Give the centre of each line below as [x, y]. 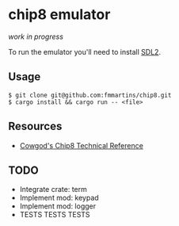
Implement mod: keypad [59, 198]
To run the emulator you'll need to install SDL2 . [84, 52]
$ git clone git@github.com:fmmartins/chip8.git [90, 95]
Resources [35, 126]
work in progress [36, 36]
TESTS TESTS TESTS [55, 215]
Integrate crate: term [53, 190]
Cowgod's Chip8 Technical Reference [82, 145]
